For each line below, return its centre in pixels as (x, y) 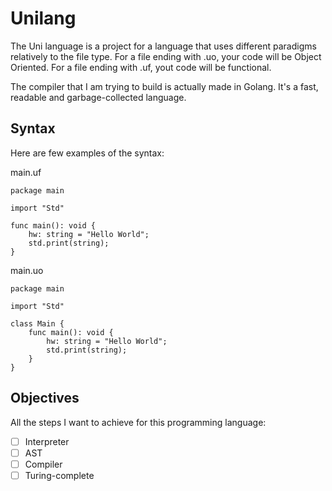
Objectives (45, 398)
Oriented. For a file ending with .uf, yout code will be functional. (141, 67)
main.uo (27, 270)
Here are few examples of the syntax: (87, 153)
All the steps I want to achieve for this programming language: (138, 422)
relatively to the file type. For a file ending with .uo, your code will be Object (166, 56)
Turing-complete (59, 475)
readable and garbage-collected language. (98, 97)
